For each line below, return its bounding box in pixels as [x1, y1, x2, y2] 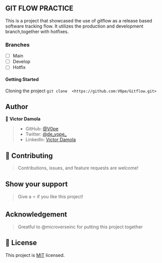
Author [5, 102, 28, 111]
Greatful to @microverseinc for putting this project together [17, 224, 143, 230]
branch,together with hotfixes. [5, 28, 69, 35]
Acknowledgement [5, 210, 67, 219]
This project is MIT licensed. [5, 252, 65, 258]
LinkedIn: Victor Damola [25, 137, 76, 143]
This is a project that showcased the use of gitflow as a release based [5, 17, 152, 23]
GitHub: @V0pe [25, 126, 59, 132]
